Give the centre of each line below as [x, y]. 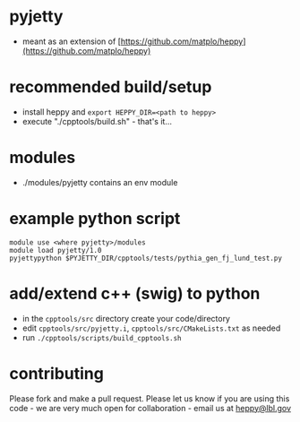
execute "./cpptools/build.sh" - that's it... [97, 121]
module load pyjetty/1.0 [56, 250]
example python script [95, 219]
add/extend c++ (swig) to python [135, 293]
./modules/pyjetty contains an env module [100, 182]
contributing [57, 373]
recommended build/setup [111, 87]
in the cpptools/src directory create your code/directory [126, 318]
